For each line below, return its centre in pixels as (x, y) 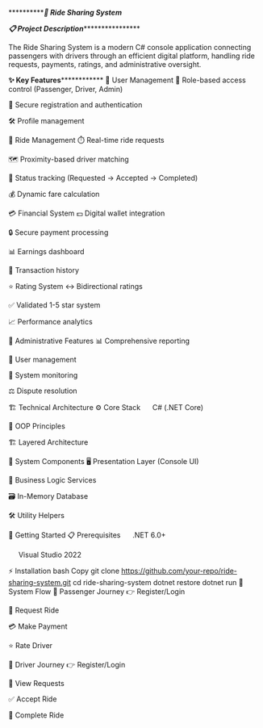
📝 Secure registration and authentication (75, 105)
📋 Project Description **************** (75, 29)
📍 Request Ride (34, 610)
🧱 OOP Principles (37, 426)
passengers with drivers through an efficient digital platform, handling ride (132, 56)
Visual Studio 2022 (50, 554)
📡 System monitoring (43, 375)
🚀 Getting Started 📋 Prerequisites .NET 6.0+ (88, 535)
